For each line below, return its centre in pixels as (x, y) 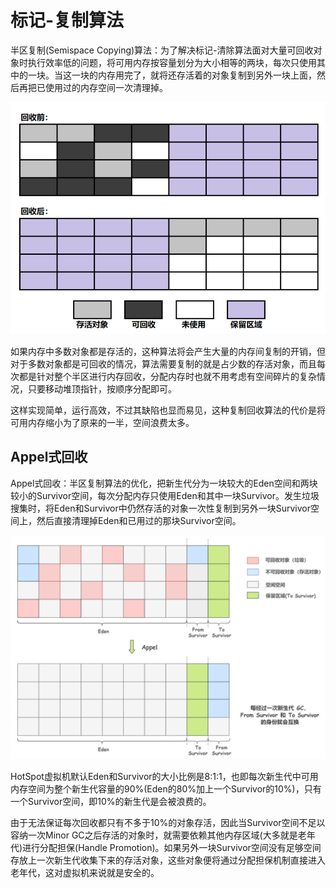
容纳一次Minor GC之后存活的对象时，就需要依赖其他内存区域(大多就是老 (158, 835)
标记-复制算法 (67, 20)
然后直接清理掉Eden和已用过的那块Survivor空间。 (139, 520)
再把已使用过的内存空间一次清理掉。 (93, 87)
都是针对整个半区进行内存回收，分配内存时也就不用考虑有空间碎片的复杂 (167, 377)
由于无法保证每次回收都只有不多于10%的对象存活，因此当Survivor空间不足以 (168, 823)
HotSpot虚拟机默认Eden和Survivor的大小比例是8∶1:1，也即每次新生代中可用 (164, 777)
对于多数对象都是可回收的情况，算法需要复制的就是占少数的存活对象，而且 (163, 364)
